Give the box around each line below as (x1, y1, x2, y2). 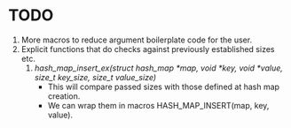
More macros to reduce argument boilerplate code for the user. (20, 34, 253, 45)
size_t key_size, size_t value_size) (34, 72, 157, 82)
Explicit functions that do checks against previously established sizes (20, 43, 275, 54)
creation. (47, 90, 81, 102)
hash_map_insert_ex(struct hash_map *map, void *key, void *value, (34, 63, 283, 73)
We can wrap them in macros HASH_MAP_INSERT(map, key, (47, 100, 270, 110)
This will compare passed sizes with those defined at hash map (47, 81, 280, 92)
